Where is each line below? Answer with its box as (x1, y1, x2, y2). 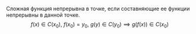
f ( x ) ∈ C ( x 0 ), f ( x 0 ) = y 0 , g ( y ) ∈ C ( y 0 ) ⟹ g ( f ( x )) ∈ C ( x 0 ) (30, 21, 169, 29)
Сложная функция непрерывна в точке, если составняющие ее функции (6, 5, 190, 12)
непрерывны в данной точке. (6, 11, 80, 18)
